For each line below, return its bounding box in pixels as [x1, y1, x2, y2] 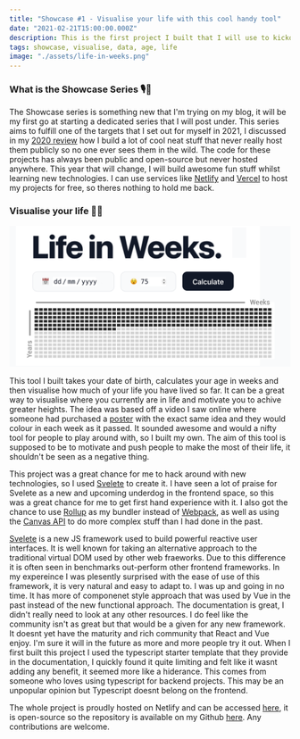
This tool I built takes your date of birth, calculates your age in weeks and [9, 375, 279, 386]
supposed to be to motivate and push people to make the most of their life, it [9, 442, 291, 453]
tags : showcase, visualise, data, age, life [9, 43, 178, 52]
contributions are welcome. [9, 721, 110, 732]
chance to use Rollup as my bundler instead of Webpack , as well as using [9, 506, 279, 517]
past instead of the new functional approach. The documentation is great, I [9, 599, 285, 610]
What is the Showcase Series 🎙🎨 [9, 83, 152, 95]
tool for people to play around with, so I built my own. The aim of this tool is [9, 432, 287, 443]
